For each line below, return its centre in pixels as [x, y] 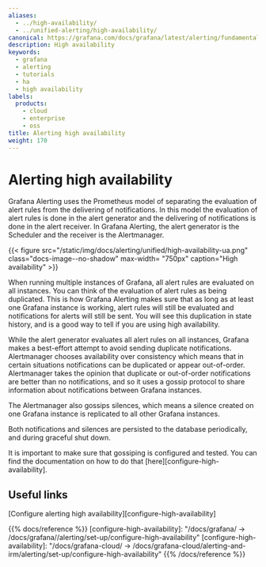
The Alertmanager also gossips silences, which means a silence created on [131, 406]
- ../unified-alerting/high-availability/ [86, 30]
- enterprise [44, 119]
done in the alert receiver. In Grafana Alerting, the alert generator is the [124, 227]
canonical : [26, 38]
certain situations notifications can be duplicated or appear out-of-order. [127, 365]
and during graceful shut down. [59, 438]
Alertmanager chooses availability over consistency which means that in [126, 357]
